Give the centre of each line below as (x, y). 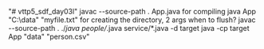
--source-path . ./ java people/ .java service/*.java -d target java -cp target (129, 28)
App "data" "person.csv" (49, 36)
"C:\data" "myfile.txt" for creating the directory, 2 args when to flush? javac (132, 20)
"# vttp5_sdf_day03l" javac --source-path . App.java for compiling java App (132, 11)
